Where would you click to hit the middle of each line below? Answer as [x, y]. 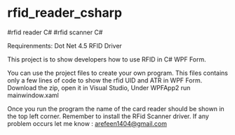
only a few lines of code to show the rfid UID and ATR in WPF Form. [105, 80]
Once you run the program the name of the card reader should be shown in [116, 108]
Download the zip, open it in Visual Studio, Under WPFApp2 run [99, 87]
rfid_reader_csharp [65, 13]
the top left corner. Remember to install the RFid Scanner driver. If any [108, 116]
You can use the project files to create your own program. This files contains [117, 73]
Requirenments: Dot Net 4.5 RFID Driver [65, 45]
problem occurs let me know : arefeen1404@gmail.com [87, 123]
